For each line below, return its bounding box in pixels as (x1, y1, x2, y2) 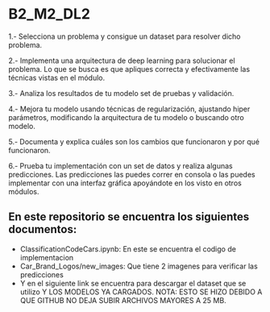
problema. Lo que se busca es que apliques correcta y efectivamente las (8, 64, 251, 73)
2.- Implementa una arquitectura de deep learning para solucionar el (8, 56, 235, 65)
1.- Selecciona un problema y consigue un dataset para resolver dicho (8, 31, 241, 41)
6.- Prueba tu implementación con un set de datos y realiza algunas (8, 160, 233, 170)
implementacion (19, 252, 74, 262)
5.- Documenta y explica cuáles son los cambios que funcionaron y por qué (8, 136, 260, 146)
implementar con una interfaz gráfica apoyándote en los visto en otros (8, 178, 242, 188)
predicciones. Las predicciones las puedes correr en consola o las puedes (8, 169, 255, 179)
